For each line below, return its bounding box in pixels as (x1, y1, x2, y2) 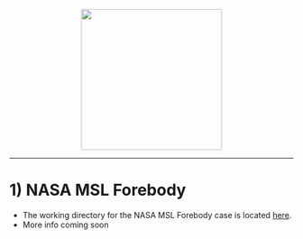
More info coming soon (22, 219, 110, 230)
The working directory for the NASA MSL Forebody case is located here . (22, 209, 292, 220)
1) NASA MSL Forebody (9, 180, 187, 200)
